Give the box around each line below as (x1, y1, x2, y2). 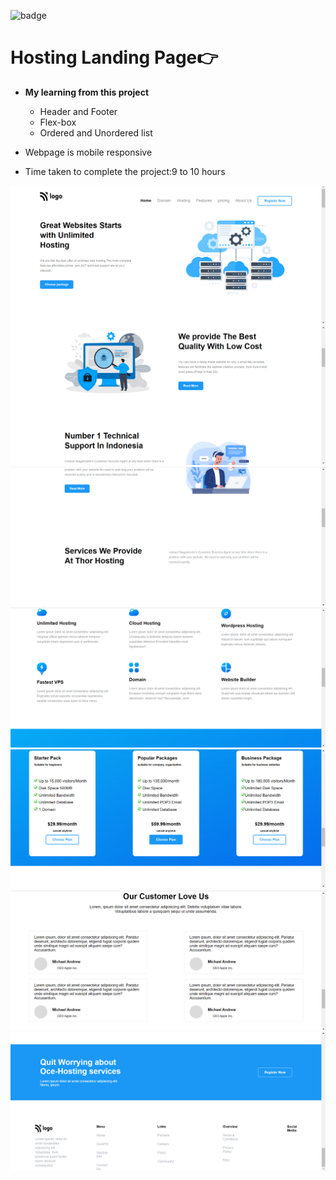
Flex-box (39, 116, 77, 128)
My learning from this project (24, 86, 150, 98)
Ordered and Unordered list (39, 126, 153, 139)
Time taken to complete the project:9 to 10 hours (24, 165, 226, 177)
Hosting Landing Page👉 (10, 46, 219, 69)
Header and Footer (39, 105, 118, 117)
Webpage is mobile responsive (24, 146, 153, 158)
